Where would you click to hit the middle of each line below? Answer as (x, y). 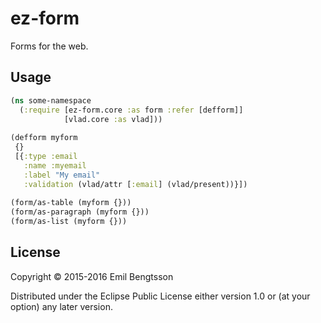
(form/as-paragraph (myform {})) (80, 212)
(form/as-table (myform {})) (71, 203)
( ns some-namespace (51, 100)
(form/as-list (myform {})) (69, 222)
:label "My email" (62, 175)
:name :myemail (55, 165)
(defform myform (44, 138)
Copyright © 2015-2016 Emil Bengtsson (92, 276)
